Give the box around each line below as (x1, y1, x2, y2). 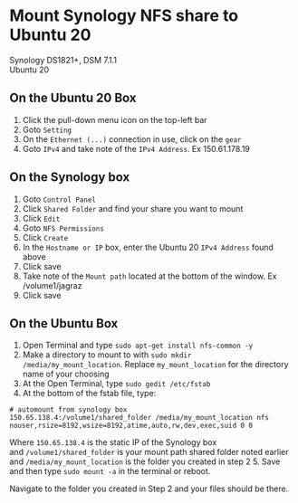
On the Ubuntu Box (9, 316, 119, 331)
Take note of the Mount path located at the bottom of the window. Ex (22, 270, 277, 281)
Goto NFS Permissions (22, 223, 104, 233)
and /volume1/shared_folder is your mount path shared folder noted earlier (9, 447, 289, 458)
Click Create (22, 232, 69, 242)
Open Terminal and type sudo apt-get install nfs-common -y (22, 340, 254, 351)
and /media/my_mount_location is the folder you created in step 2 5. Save (9, 456, 281, 467)
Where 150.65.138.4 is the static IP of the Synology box (9, 437, 217, 448)
